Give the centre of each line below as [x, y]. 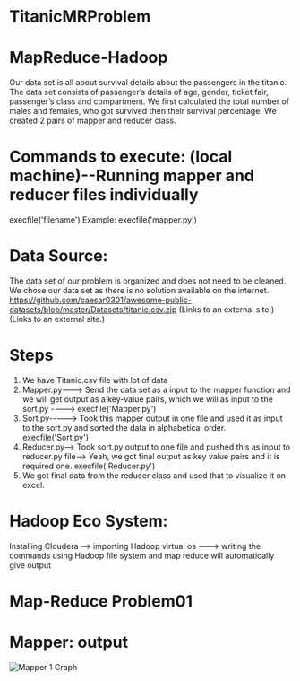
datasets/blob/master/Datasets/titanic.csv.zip [93, 310]
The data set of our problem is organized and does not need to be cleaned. [148, 281]
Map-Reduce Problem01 [101, 602]
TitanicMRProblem [80, 17]
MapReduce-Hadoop [89, 58]
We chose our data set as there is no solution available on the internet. [139, 290]
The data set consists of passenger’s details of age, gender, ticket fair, [139, 92]
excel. [33, 485]
